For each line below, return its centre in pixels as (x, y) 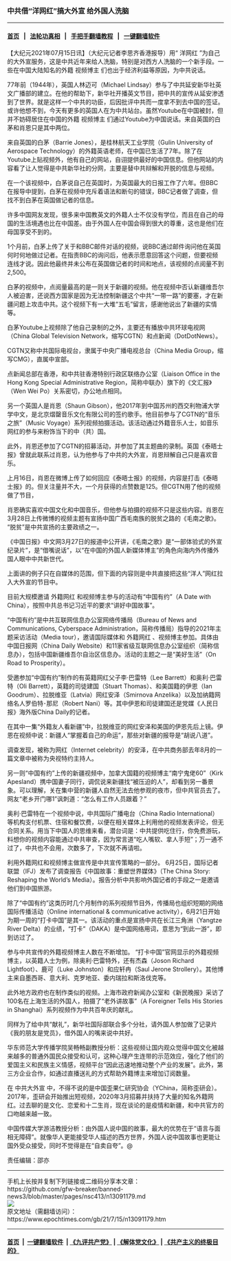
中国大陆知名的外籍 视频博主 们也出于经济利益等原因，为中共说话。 (114, 70)
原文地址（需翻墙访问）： (42, 1211)
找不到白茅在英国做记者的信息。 (52, 200)
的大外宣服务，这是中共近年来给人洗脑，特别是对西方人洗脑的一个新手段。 (112, 61)
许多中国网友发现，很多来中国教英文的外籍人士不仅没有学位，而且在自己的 (112, 214)
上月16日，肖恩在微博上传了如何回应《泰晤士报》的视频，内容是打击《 (107, 478)
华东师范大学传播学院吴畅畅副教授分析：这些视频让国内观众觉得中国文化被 (112, 1047)
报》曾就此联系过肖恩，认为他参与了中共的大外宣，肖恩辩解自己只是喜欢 (109, 454)
